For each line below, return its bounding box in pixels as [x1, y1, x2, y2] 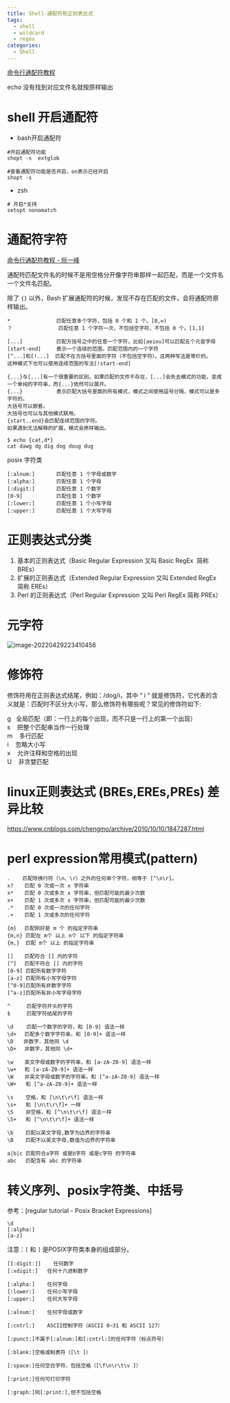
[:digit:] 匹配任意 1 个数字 [7, 485, 102, 492]
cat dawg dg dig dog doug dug [7, 442, 94, 450]
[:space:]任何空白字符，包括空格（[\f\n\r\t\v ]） [7, 1362, 142, 1369]
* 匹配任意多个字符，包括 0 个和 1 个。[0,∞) [7, 318, 167, 324]
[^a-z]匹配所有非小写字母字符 [7, 990, 82, 997]
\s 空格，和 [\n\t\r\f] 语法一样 [7, 1094, 104, 1101]
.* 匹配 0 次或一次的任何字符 [7, 904, 91, 911]
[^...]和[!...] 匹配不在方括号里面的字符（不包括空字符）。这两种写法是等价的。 [7, 353, 211, 360]
